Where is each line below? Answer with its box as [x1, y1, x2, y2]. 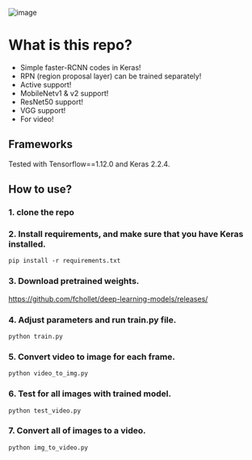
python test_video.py [8, 407, 82, 415]
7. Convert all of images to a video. [8, 425, 146, 437]
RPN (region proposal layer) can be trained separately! [19, 71, 202, 81]
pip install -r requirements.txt [8, 257, 121, 265]
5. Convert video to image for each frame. [8, 351, 175, 362]
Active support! [19, 79, 72, 89]
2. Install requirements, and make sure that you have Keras [8, 228, 244, 239]
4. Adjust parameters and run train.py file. [8, 314, 177, 325]
